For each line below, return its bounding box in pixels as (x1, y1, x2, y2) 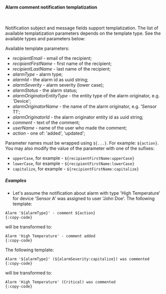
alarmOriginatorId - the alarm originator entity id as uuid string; (12, 114, 144, 121)
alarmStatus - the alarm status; (12, 87, 77, 93)
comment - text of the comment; (12, 120, 80, 126)
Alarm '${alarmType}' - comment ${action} (5, 211, 96, 216)
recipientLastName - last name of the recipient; (12, 66, 111, 72)
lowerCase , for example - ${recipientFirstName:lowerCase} (12, 160, 135, 166)
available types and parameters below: (5, 36, 86, 42)
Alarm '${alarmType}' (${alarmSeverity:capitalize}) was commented (5, 257, 150, 262)
